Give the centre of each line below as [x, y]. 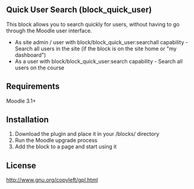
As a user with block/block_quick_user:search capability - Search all [99, 61]
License [21, 165]
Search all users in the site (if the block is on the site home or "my [96, 48]
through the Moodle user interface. [49, 31]
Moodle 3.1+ [21, 100]
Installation [27, 120]
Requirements [33, 86]
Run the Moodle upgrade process [56, 141]
